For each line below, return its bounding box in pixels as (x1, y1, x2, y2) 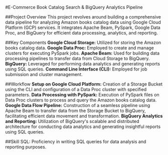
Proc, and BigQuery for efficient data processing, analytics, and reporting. (5, 30, 158, 35)
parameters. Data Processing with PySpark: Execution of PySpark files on (5, 92, 159, 97)
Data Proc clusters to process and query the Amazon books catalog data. (5, 97, 157, 103)
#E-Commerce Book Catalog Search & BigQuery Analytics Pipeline (5, 4, 143, 10)
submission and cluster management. (5, 71, 83, 77)
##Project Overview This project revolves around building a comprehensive (5, 14, 161, 19)
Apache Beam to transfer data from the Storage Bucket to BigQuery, (5, 107, 146, 113)
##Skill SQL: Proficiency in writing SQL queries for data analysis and (5, 138, 146, 144)
